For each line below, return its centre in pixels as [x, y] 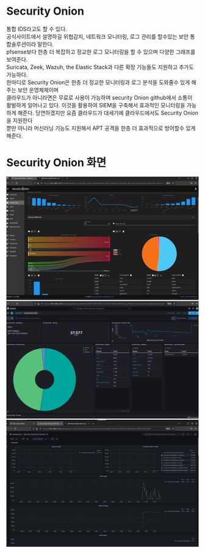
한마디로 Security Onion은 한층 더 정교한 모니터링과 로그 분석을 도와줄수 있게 [98, 82]
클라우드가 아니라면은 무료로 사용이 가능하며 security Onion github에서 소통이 [99, 97]
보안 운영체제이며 [38, 90]
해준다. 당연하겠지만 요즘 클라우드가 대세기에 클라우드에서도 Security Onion [108, 113]
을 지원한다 [20, 120]
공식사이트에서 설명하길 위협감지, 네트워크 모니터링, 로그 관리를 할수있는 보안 [98, 36]
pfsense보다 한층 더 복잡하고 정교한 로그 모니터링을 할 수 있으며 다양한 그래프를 [101, 52]
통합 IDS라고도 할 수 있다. [37, 29]
